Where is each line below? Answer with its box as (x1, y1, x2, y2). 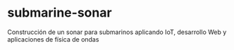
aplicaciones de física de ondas (7, 35, 99, 43)
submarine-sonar (7, 5, 112, 21)
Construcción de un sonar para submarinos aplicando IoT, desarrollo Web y (7, 28, 227, 36)
